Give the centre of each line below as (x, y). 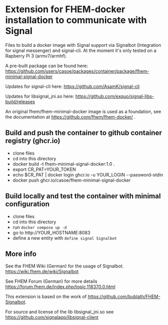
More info (21, 254)
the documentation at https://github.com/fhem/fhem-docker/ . (71, 117)
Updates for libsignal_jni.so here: (40, 96)
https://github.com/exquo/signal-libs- (115, 96)
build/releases (20, 101)
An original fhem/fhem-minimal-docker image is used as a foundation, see (83, 111)
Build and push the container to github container (84, 133)
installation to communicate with (76, 20)
